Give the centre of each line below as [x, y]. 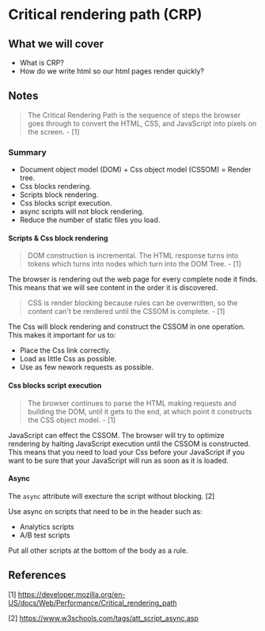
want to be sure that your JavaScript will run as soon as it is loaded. [119, 460]
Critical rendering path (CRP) [105, 15]
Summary [28, 152]
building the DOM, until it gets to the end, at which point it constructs [140, 411]
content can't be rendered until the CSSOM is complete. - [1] [126, 312]
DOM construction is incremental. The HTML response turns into [133, 255]
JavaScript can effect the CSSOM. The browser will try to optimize [116, 435]
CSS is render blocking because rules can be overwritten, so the [132, 303]
